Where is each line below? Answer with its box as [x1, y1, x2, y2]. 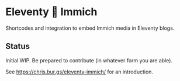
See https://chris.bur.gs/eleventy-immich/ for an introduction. [5, 68, 153, 75]
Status [5, 41, 30, 51]
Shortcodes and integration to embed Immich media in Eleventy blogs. [5, 24, 175, 31]
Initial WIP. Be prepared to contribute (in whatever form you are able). [5, 57, 173, 64]
